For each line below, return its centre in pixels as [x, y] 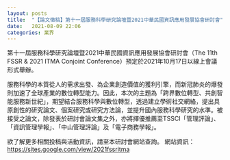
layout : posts [27, 13]
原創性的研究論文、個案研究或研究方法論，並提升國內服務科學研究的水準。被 [115, 110]
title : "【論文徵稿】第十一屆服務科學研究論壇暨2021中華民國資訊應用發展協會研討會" [115, 20]
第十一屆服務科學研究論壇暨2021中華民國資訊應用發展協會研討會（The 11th [112, 53]
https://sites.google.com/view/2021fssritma [68, 149]
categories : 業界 [31, 32]
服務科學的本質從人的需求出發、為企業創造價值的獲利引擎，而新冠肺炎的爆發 [115, 84]
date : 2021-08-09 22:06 [44, 26]
